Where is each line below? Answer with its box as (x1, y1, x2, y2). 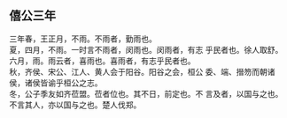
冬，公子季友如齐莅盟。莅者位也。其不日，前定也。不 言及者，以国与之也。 (9, 88, 283, 99)
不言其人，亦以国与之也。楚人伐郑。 (9, 100, 142, 110)
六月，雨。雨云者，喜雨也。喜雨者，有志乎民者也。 (9, 55, 196, 66)
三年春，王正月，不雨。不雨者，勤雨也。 (9, 33, 157, 44)
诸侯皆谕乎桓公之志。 (24, 77, 103, 88)
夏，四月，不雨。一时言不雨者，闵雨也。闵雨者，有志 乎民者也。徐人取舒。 (9, 44, 283, 55)
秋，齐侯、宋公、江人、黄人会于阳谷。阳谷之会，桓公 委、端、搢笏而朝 (9, 66, 268, 77)
